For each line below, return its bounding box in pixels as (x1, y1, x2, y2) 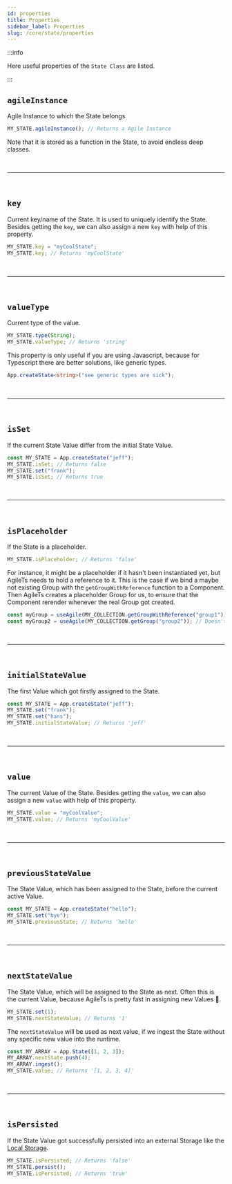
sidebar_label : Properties (7, 23, 85, 30)
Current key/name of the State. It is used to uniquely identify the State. (7, 215, 208, 224)
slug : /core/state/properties (7, 29, 95, 37)
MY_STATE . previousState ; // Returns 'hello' (7, 918, 137, 926)
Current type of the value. (7, 319, 81, 327)
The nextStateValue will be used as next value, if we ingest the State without (7, 1027, 225, 1035)
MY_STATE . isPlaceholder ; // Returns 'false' (7, 556, 137, 563)
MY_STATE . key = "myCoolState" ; (7, 243, 97, 250)
